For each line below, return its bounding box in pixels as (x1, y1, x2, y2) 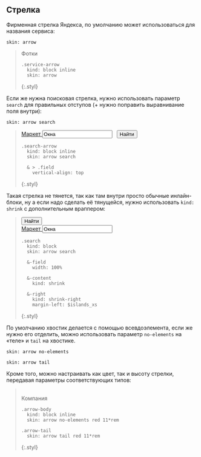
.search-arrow (21, 143, 57, 149)
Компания (21, 394, 48, 402)
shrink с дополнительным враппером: (6, 205, 106, 212)
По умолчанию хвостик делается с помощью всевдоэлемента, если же (6, 324, 193, 331)
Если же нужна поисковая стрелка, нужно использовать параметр (6, 94, 180, 102)
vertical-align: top (32, 169, 84, 175)
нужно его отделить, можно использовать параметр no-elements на (6, 330, 182, 337)
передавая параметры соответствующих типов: (6, 376, 131, 384)
